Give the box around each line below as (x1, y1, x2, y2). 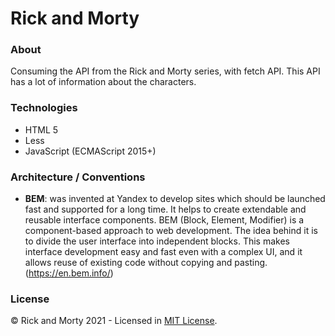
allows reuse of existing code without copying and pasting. (24, 257, 268, 269)
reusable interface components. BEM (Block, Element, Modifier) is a (24, 214, 305, 226)
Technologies (10, 101, 78, 115)
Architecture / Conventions (10, 170, 146, 184)
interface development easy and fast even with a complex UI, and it (24, 246, 303, 258)
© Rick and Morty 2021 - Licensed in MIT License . (10, 315, 218, 327)
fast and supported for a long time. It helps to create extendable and (24, 203, 307, 216)
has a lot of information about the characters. (10, 76, 197, 88)
